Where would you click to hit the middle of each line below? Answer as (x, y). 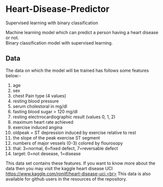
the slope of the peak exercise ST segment (56, 138)
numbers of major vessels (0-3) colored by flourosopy (68, 143)
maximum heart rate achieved (43, 122)
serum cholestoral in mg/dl (40, 106)
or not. (12, 38)
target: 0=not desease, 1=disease (47, 153)
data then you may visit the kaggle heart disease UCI (59, 168)
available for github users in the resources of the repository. (66, 179)
